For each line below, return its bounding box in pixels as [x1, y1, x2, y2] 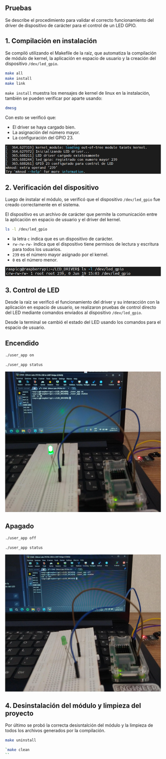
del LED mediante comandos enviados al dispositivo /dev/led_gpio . [5, 310, 142, 316]
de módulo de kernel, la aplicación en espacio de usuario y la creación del [5, 55, 156, 61]
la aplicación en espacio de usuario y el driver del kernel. [5, 217, 121, 223]
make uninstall [5, 738, 37, 743]
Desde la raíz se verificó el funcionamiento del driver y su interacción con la [5, 299, 160, 305]
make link [5, 81, 26, 86]
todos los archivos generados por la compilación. [5, 727, 106, 733]
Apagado [5, 522, 34, 530]
